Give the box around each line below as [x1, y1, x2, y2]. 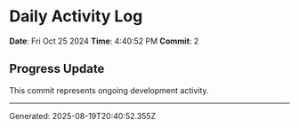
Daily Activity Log [9, 6, 143, 27]
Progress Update [9, 61, 105, 76]
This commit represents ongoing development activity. [9, 84, 209, 95]
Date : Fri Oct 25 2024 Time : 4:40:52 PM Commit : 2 [9, 36, 199, 46]
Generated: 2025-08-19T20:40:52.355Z [9, 110, 157, 121]
